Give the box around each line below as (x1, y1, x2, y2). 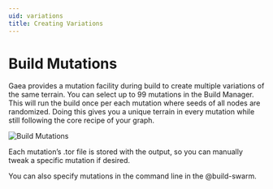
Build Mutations (8, 54, 118, 73)
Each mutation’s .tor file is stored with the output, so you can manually (8, 147, 244, 157)
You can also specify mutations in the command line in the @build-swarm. (8, 171, 258, 181)
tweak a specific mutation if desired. (8, 156, 131, 165)
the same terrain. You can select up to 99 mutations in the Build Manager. (8, 90, 254, 100)
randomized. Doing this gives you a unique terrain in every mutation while (8, 107, 255, 117)
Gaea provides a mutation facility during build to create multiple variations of (8, 81, 265, 91)
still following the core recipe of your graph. (8, 115, 155, 126)
